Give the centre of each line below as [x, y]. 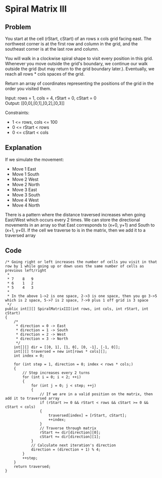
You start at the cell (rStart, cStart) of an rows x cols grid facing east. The [78, 38]
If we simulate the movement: [34, 159]
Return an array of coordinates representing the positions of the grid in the [80, 83]
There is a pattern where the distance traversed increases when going [75, 214]
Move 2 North [26, 184]
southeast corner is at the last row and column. [52, 49]
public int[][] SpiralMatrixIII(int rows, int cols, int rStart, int [77, 309]
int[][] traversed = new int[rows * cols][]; [61, 351]
